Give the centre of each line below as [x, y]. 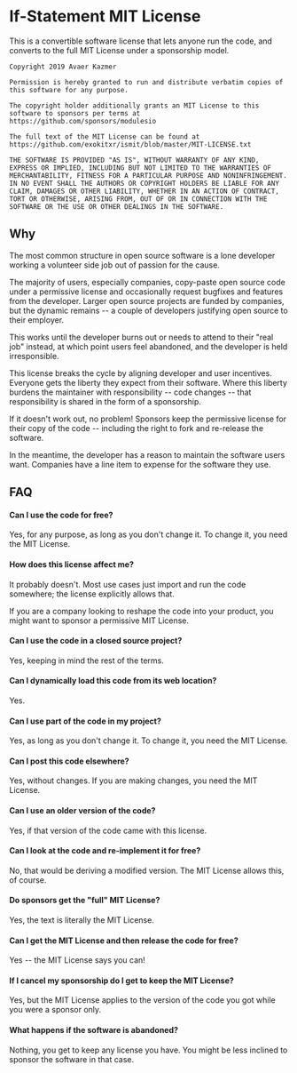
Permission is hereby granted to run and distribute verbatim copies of [146, 82]
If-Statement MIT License [105, 16]
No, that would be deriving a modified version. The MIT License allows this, [147, 870]
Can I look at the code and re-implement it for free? [105, 851]
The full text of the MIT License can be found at [105, 136]
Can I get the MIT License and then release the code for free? [124, 941]
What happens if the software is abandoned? [94, 1029]
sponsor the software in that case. [72, 1059]
